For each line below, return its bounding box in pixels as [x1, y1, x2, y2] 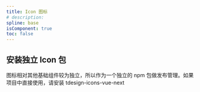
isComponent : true [6, 25, 52, 32]
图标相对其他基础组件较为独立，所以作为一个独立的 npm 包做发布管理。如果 [6, 71, 194, 78]
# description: [6, 14, 44, 20]
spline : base [6, 20, 39, 26]
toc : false [6, 31, 34, 37]
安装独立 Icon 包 [6, 54, 67, 65]
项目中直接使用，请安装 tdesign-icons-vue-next [6, 79, 125, 86]
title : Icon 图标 [6, 8, 48, 15]
